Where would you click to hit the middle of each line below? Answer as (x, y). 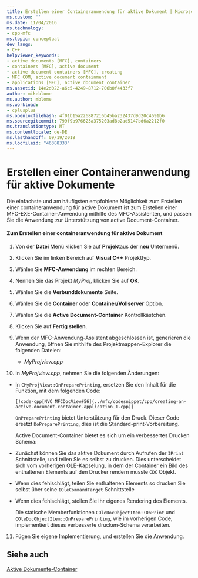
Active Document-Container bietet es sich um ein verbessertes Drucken (102, 435)
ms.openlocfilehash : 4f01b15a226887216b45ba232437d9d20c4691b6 (86, 115)
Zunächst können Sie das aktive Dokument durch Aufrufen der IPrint (99, 453)
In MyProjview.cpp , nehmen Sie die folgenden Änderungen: (87, 373)
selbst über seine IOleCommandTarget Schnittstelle (75, 489)
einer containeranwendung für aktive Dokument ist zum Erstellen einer (92, 207)
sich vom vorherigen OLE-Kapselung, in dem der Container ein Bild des (102, 465)
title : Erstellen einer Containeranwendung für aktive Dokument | (90, 11)
